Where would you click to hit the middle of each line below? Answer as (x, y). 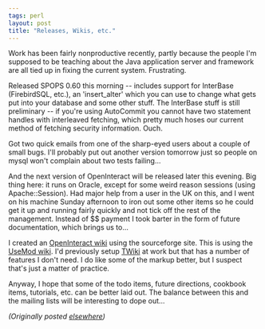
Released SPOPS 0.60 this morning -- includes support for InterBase (121, 86)
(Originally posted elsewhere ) (57, 316)
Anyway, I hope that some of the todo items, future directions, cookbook (127, 284)
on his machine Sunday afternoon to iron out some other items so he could (131, 202)
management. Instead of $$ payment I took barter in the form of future (125, 219)
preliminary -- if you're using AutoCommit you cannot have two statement (130, 111)
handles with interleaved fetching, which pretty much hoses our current (126, 120)
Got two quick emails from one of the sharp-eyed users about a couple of (129, 144)
